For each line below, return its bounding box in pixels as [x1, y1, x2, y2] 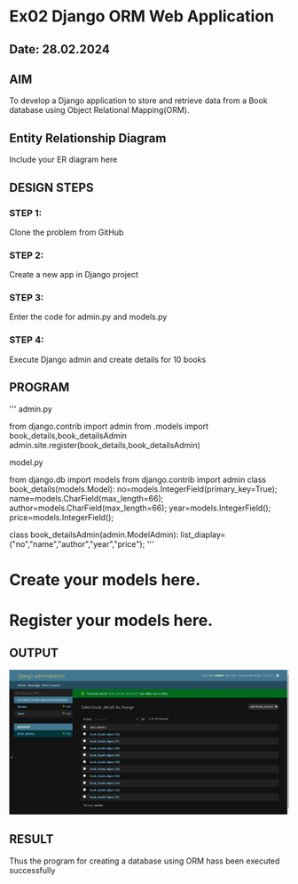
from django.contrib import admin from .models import [9, 421, 209, 431]
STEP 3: [9, 292, 44, 304]
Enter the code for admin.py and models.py [9, 311, 168, 322]
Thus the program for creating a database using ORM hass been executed [9, 856, 280, 866]
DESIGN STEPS [9, 180, 95, 195]
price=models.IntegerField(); [9, 511, 114, 522]
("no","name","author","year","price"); [9, 538, 145, 549]
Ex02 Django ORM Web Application [9, 6, 275, 27]
